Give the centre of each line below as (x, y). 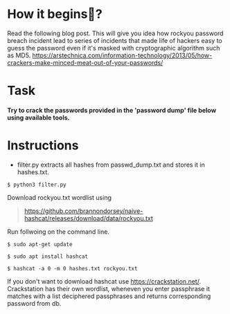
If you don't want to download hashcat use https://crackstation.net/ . (104, 281)
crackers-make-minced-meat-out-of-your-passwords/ (85, 62)
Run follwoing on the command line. (58, 232)
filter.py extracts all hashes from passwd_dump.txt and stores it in (111, 165)
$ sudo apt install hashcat (48, 256)
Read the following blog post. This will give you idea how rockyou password (115, 33)
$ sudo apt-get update (40, 244)
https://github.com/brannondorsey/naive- (83, 211)
